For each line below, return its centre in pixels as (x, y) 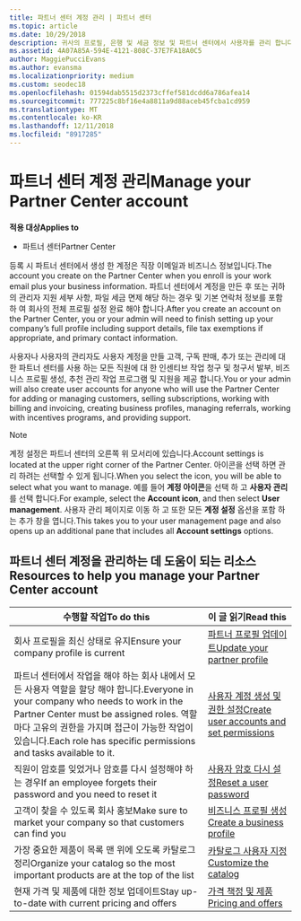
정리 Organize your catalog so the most (95, 863)
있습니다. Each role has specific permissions (105, 741)
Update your (242, 647)
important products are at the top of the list (104, 874)
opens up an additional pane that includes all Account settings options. (142, 531)
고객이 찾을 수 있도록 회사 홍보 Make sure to (101, 811)
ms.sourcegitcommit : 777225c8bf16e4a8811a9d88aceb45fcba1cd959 (130, 101)
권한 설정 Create (239, 709)
